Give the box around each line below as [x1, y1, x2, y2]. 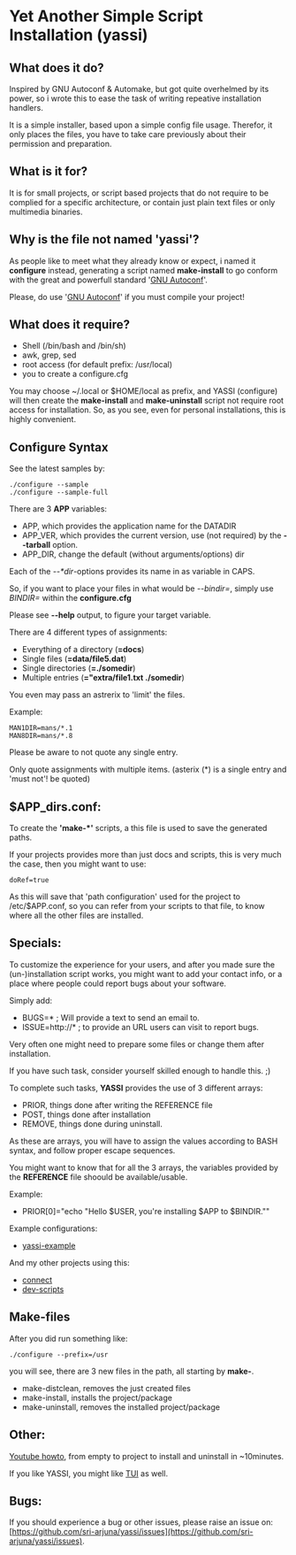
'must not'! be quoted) [9, 774, 91, 784]
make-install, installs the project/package [21, 1392, 172, 1403]
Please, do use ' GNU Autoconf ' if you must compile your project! [9, 291, 245, 302]
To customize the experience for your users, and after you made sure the [9, 958, 276, 970]
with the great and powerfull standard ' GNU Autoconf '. [9, 274, 208, 285]
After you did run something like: [9, 1333, 128, 1343]
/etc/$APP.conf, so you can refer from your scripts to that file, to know [9, 901, 265, 912]
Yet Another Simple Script [9, 6, 203, 27]
